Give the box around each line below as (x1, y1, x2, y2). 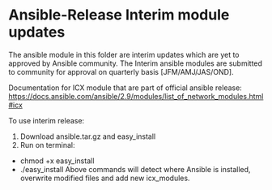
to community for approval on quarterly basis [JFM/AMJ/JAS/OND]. (8, 67, 234, 76)
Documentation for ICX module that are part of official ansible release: (8, 83, 243, 93)
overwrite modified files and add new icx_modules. (19, 173, 190, 183)
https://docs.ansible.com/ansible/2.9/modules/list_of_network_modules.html (8, 91, 264, 101)
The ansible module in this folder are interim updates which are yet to (8, 50, 240, 59)
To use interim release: (8, 115, 85, 125)
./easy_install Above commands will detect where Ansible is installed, (19, 164, 251, 174)
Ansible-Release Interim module (8, 6, 230, 24)
